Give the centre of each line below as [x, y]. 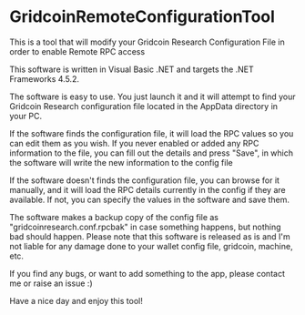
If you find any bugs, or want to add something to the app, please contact [147, 273]
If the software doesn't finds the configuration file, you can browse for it [145, 180]
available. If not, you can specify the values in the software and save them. [149, 199]
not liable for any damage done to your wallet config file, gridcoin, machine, [151, 246]
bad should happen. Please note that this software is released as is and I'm [150, 236]
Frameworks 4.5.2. [45, 78]
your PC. [26, 116]
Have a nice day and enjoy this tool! [76, 300]
